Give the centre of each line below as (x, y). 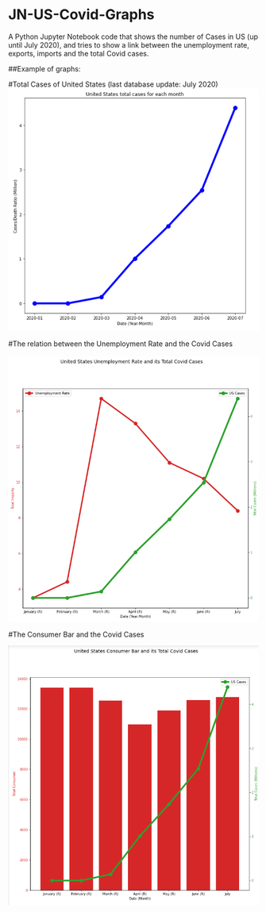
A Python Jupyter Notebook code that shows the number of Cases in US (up (133, 37)
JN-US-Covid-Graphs (81, 15)
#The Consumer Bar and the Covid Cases (76, 634)
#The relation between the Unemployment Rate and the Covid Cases (120, 344)
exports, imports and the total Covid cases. (79, 53)
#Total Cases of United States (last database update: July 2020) (113, 84)
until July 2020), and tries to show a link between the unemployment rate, (129, 44)
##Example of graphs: (44, 68)
